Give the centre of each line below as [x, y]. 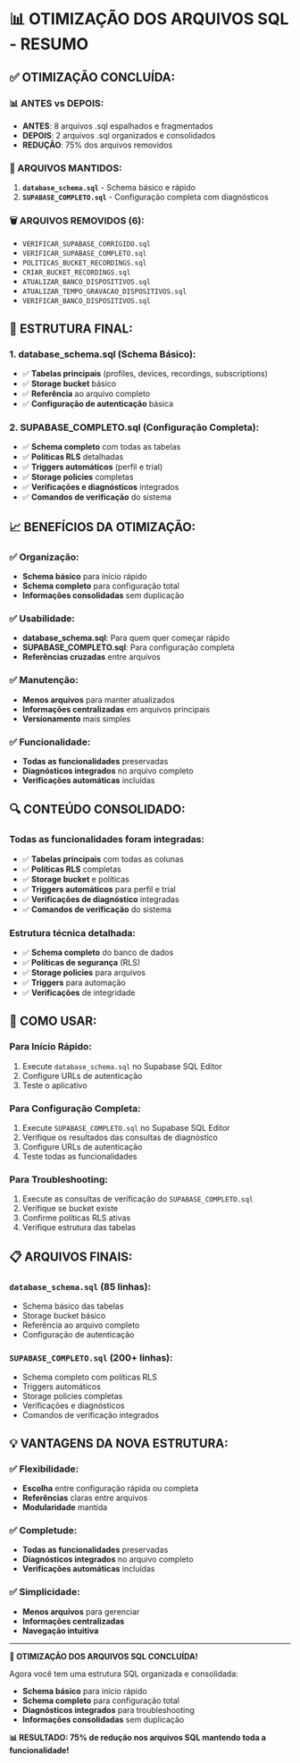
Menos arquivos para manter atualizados [99, 699]
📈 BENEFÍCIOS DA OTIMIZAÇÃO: [103, 527]
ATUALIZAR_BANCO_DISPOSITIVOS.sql [86, 283]
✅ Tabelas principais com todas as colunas [103, 859]
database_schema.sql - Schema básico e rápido [109, 188]
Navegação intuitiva [60, 1631]
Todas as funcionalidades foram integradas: [107, 839]
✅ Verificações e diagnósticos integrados [100, 487]
